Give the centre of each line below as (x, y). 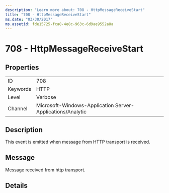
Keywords (20, 89)
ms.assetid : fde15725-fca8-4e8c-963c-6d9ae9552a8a (59, 24)
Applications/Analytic (61, 112)
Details (16, 186)
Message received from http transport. (45, 170)
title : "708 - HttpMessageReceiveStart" (48, 15)
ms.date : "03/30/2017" (29, 19)
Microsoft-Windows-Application (75, 105)
